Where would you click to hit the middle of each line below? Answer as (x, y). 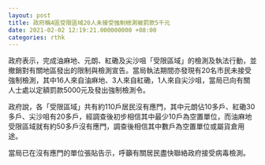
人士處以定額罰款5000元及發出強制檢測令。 (79, 90)
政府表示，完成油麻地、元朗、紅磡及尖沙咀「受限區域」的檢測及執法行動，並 (132, 60)
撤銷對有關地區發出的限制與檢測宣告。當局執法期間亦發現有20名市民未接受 (130, 71)
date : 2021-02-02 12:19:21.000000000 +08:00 (82, 30)
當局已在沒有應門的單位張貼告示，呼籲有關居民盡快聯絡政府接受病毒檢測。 (129, 153)
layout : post (30, 15)
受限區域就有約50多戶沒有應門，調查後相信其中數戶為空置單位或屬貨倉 (123, 126)
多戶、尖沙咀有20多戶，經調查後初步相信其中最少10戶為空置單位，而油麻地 (130, 117)
